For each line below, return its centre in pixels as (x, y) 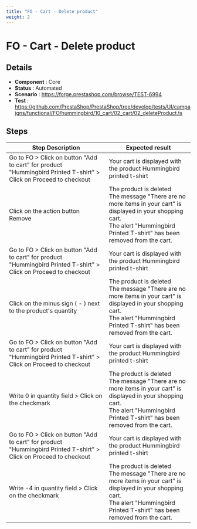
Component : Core (37, 82)
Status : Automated (38, 88)
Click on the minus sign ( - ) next (55, 304)
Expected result (148, 148)
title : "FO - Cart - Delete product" (52, 11)
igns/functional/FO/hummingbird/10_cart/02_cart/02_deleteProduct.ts (98, 113)
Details (19, 68)
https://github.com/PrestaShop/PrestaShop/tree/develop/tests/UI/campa (102, 107)
